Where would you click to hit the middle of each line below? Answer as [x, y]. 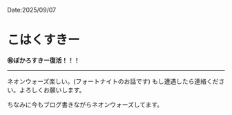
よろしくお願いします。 [52, 90]
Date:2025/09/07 [32, 10]
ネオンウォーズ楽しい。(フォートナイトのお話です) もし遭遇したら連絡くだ [113, 81]
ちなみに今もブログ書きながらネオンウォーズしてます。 [85, 104]
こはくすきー [44, 40]
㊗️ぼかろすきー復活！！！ [43, 60]
